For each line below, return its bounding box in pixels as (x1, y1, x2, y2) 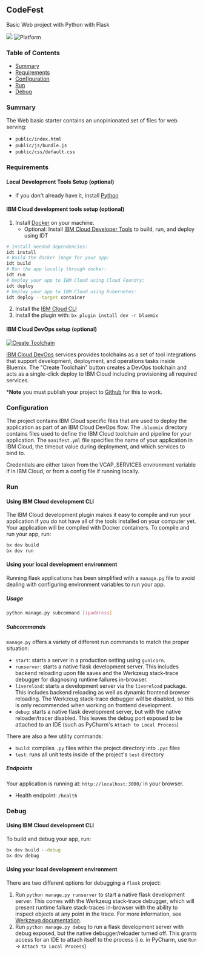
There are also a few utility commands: (6, 733, 104, 740)
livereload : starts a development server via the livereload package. (15, 682, 187, 690)
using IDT (24, 231, 48, 239)
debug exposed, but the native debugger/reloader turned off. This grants (15, 930, 197, 937)
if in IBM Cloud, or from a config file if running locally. (6, 467, 140, 474)
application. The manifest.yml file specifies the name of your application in (6, 436, 193, 444)
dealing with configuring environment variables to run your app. (6, 581, 165, 588)
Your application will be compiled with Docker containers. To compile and (6, 524, 190, 531)
